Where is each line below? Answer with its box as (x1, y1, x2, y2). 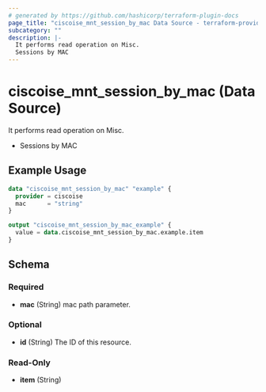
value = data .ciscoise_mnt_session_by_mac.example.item (15, 229, 203, 237)
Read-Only (8, 357, 51, 368)
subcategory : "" (8, 26, 62, 34)
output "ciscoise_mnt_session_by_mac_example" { (8, 221, 172, 230)
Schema (8, 258, 50, 272)
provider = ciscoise (15, 192, 83, 200)
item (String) (19, 375, 62, 385)
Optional (8, 319, 42, 330)
